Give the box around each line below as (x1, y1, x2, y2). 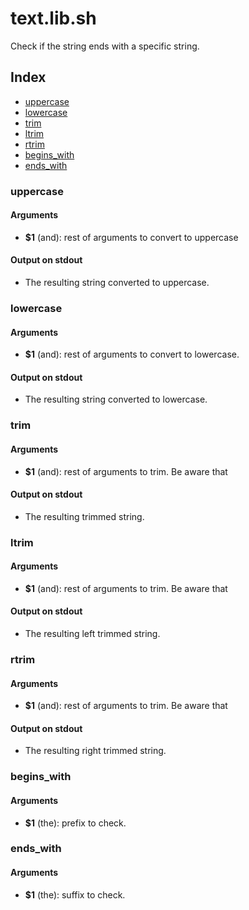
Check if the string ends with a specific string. (10, 40, 200, 52)
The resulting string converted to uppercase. (24, 277, 210, 289)
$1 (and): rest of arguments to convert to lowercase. (24, 348, 240, 361)
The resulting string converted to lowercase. (24, 393, 208, 406)
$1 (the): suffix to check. (24, 888, 126, 901)
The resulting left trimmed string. (24, 628, 161, 640)
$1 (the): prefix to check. (24, 817, 127, 829)
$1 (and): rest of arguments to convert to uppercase (24, 231, 239, 243)
